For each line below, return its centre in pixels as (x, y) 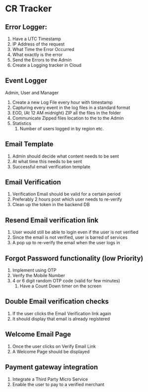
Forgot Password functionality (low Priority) (74, 258)
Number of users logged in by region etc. (62, 128)
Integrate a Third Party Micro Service (50, 379)
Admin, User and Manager (32, 93)
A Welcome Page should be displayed (51, 351)
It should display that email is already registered (61, 319)
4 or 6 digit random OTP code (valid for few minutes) (66, 281)
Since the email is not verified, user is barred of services (70, 237)
